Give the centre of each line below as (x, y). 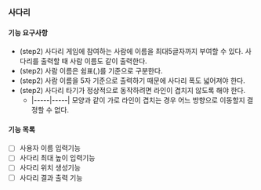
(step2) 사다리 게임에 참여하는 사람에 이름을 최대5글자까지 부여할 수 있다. (131, 52)
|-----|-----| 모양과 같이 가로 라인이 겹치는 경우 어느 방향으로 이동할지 (138, 100)
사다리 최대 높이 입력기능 (57, 158)
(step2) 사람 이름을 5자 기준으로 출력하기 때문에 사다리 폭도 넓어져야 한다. (132, 81)
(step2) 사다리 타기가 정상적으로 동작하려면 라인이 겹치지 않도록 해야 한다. (132, 91)
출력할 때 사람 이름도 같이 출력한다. (94, 61)
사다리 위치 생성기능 (50, 168)
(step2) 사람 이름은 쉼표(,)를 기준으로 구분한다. (91, 71)
